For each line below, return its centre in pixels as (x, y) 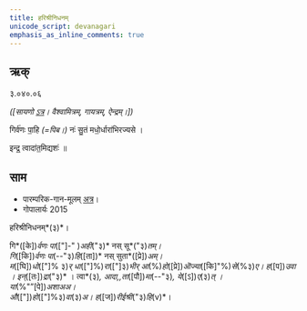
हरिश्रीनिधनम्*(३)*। (40, 227)
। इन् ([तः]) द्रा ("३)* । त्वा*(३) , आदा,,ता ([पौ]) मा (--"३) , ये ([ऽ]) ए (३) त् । (116, 276)
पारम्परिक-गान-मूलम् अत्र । (61, 199)
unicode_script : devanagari (63, 26)
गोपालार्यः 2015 (45, 209)
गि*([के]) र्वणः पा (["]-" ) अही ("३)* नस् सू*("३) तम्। (86, 246)
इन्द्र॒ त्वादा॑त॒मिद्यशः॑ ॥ (38, 148)
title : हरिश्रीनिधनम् (39, 18)
